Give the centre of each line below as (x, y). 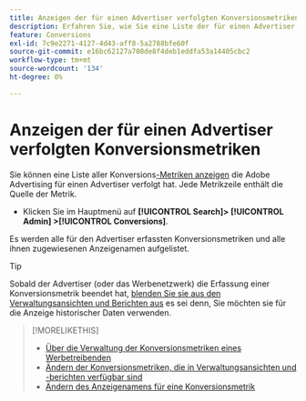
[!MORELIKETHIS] (65, 330)
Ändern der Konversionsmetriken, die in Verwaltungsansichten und (171, 367)
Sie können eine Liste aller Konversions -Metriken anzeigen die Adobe (140, 175)
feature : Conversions (51, 35)
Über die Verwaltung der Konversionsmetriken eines (143, 347)
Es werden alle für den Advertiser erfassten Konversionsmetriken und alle (148, 238)
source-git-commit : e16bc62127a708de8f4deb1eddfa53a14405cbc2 (130, 52)
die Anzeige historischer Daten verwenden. (91, 312)
